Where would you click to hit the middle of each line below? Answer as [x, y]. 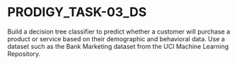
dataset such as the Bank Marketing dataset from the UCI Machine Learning [118, 46]
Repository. [24, 54]
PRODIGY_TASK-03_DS [77, 12]
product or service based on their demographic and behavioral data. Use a [116, 38]
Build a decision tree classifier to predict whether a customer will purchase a [119, 31]
